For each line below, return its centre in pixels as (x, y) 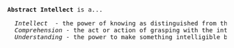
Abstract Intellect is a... (55, 10)
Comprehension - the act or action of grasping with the (114, 30)
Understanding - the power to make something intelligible (117, 37)
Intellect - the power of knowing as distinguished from (116, 23)
